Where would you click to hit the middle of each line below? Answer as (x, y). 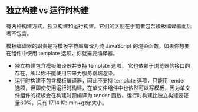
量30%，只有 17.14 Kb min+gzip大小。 (61, 103)
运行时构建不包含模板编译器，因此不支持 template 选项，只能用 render (100, 80)
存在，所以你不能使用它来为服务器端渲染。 (66, 73)
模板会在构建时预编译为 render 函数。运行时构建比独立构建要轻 (112, 95)
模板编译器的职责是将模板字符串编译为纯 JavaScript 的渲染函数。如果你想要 (98, 45)
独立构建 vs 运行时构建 (47, 11)
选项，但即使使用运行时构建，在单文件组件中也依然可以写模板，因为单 (100, 88)
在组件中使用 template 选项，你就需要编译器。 (62, 53)
